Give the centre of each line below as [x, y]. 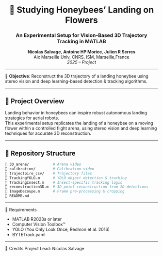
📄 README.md [17, 196]
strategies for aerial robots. [32, 118]
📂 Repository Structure [40, 153]
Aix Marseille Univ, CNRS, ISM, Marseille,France [81, 57]
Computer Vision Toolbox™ [39, 224]
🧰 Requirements [21, 210]
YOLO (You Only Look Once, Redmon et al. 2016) [61, 229]
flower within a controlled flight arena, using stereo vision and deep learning [81, 128]
